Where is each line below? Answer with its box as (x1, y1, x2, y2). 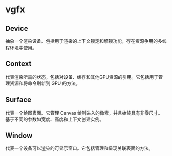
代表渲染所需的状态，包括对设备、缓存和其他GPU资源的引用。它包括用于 (5, 74, 159, 80)
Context (5, 60, 32, 69)
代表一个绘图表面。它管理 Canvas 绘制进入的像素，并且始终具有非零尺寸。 (5, 109, 163, 116)
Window (5, 131, 33, 140)
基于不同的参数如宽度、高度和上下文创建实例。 (5, 116, 104, 122)
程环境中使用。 (5, 44, 37, 51)
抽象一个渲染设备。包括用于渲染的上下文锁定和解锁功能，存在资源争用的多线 (5, 38, 167, 44)
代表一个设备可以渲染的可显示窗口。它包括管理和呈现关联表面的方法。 (5, 145, 154, 151)
